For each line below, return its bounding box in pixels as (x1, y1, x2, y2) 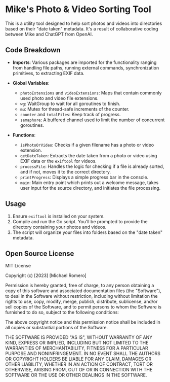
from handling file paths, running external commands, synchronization (12, 64, 159, 71)
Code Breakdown (5, 46, 61, 54)
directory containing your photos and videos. (12, 224, 107, 230)
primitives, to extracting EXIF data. (12, 70, 84, 76)
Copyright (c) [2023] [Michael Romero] (5, 272, 87, 279)
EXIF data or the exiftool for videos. (20, 158, 97, 164)
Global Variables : (12, 80, 50, 86)
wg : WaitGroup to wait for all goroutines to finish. (20, 100, 120, 107)
